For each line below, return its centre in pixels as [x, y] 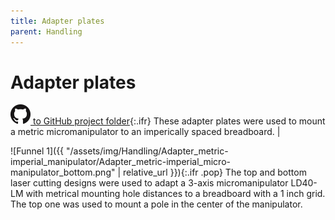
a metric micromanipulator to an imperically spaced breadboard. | [145, 132]
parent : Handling [46, 31]
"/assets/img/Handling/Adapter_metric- [147, 151]
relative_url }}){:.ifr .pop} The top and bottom [215, 172]
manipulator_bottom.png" [63, 172]
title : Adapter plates [57, 21]
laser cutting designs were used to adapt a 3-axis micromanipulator [149, 183]
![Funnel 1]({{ [37, 151]
